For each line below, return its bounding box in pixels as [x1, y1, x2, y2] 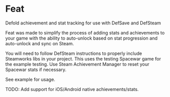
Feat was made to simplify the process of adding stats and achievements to [5, 29, 165, 36]
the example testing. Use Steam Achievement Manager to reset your [5, 61, 150, 67]
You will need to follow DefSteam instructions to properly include [5, 50, 142, 56]
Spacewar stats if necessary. [5, 67, 67, 73]
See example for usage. [5, 76, 55, 82]
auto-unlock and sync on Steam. [5, 40, 74, 46]
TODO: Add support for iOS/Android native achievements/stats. [5, 86, 139, 92]
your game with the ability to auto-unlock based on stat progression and [5, 35, 158, 41]
